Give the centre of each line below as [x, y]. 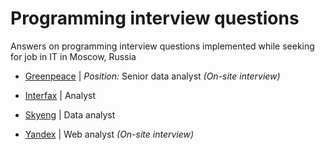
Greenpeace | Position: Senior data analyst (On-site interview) [152, 76]
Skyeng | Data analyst [70, 114]
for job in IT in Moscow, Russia [73, 56]
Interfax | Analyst [60, 95]
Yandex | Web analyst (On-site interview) [109, 134]
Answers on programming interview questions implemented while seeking [162, 46]
